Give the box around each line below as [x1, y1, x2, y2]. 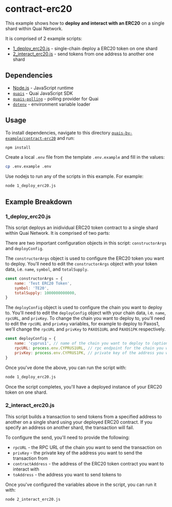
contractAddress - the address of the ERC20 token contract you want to [12, 460, 164, 467]
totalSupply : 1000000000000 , [14, 290, 77, 295]
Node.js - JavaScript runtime [12, 85, 74, 91]
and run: [57, 135, 75, 141]
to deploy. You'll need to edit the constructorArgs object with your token [5, 260, 158, 267]
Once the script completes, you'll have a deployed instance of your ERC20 [5, 383, 162, 390]
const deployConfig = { [5, 336, 56, 341]
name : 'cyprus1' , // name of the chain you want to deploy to [14, 341, 150, 346]
